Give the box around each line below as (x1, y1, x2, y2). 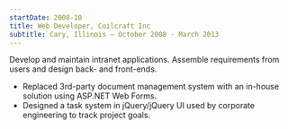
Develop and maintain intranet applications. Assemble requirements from (9, 55, 280, 65)
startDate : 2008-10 (9, 13, 83, 22)
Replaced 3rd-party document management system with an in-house (22, 82, 280, 92)
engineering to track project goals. (22, 109, 151, 121)
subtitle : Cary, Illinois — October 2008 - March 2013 (9, 30, 220, 39)
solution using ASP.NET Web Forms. (22, 90, 157, 101)
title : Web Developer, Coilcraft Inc (9, 21, 151, 30)
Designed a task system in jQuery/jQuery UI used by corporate (22, 100, 255, 111)
